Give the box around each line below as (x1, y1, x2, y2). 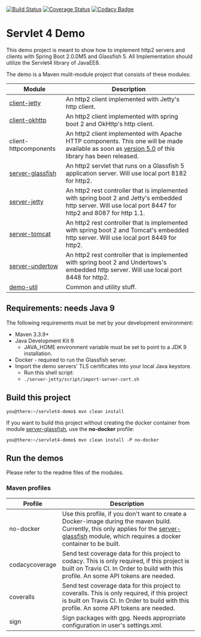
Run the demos (6, 453, 64, 463)
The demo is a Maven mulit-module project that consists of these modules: (6, 71, 191, 78)
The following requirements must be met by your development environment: (6, 319, 194, 326)
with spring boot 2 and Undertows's (65, 258, 167, 266)
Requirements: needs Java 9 (6, 303, 115, 314)
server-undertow (9, 262, 59, 270)
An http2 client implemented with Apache (65, 129, 182, 138)
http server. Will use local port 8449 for (65, 233, 177, 242)
